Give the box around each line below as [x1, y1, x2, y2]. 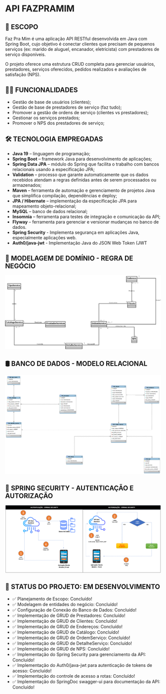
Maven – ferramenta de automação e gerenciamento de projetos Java [12, 187, 155, 193]
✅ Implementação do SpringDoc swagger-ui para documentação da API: [12, 678, 161, 685]
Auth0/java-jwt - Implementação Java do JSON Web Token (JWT [12, 240, 147, 246]
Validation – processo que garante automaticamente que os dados [12, 172, 149, 177]
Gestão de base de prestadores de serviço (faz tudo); [12, 104, 122, 110]
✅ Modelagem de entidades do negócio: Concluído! [12, 601, 118, 607]
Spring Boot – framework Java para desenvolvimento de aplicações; [12, 156, 152, 162]
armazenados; [12, 182, 42, 188]
